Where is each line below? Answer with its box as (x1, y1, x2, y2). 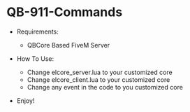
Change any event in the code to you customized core (27, 83, 183, 91)
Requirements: (16, 27, 59, 36)
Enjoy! (16, 96, 35, 105)
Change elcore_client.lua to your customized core (27, 75, 170, 84)
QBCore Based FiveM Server (27, 41, 110, 49)
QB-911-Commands (6, 4, 123, 20)
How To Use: (16, 54, 54, 63)
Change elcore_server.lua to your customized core (27, 68, 173, 76)
